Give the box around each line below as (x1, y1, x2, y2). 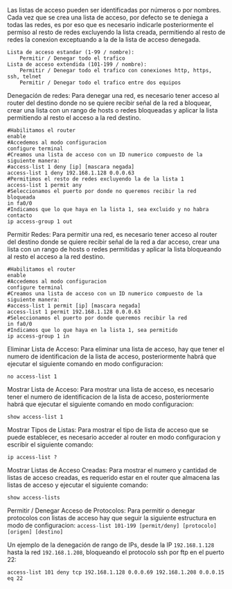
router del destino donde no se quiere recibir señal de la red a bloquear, (7, 99, 212, 107)
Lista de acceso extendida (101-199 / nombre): (7, 61, 148, 68)
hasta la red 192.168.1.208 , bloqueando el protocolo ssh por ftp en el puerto (7, 548, 225, 556)
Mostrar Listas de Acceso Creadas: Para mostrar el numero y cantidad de (7, 466, 217, 474)
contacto (7, 212, 33, 219)
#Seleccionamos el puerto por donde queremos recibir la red (7, 315, 188, 322)
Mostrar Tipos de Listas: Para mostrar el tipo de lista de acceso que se (7, 426, 209, 433)
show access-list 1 (7, 413, 64, 420)
